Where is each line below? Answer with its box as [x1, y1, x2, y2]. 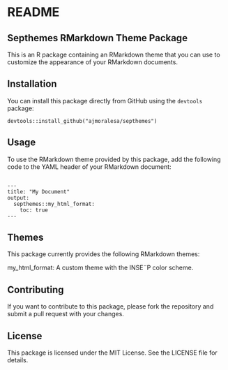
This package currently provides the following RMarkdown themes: [7, 250, 200, 258]
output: [7, 194, 30, 201]
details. [7, 356, 29, 364]
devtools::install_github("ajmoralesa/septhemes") [7, 117, 158, 124]
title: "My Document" [7, 188, 70, 195]
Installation [7, 78, 57, 90]
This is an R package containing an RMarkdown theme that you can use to [7, 50, 221, 59]
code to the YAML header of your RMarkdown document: [7, 162, 172, 171]
